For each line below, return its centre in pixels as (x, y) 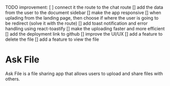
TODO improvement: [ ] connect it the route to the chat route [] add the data (84, 7)
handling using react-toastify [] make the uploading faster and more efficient (85, 29)
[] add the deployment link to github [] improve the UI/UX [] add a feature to (84, 34)
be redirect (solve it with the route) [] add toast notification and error (76, 23)
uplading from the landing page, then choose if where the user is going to (82, 18)
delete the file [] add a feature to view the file (52, 39)
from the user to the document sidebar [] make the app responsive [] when (83, 13)
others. (13, 79)
